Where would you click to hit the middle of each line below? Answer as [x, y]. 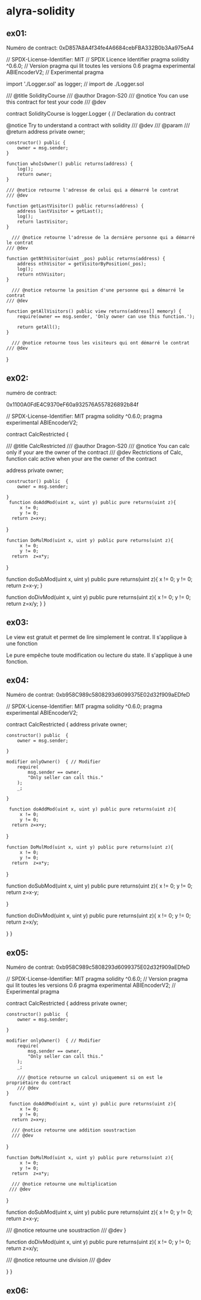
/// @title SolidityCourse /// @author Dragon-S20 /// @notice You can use [97, 95]
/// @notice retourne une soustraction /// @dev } [66, 1230]
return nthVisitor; [42, 275]
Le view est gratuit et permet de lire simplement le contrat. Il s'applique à [97, 637]
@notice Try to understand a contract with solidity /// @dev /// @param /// [98, 125]
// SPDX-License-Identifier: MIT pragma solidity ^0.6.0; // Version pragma [97, 979]
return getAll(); [39, 327]
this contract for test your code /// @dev [56, 102]
